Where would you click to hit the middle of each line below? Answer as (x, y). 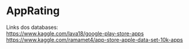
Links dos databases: (32, 27)
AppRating (33, 11)
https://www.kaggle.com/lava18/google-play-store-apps (75, 33)
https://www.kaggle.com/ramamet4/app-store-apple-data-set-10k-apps (94, 40)
